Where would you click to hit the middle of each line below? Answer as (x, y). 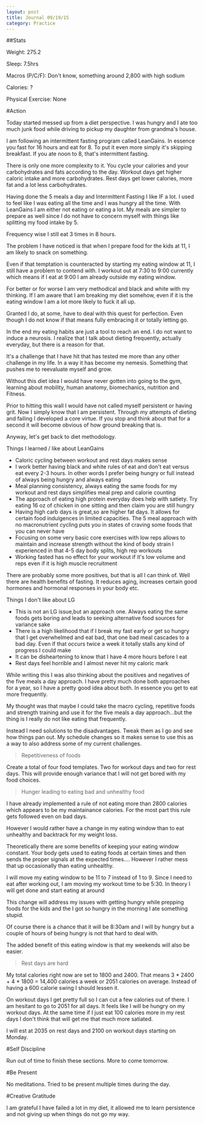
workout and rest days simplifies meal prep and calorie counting (95, 493)
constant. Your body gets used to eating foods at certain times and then (96, 853)
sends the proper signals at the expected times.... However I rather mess (97, 859)
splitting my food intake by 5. (42, 223)
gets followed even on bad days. (47, 816)
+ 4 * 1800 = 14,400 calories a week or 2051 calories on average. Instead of (102, 981)
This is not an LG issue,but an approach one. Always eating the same (101, 612)
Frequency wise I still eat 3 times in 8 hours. (61, 234)
